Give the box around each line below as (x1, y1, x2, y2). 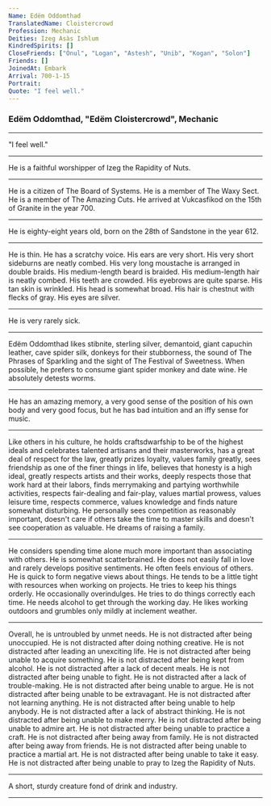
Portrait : (8, 79, 42, 87)
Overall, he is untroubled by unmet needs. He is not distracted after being (8, 629, 252, 639)
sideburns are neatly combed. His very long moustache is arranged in (8, 258, 240, 267)
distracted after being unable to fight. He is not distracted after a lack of (8, 672, 247, 682)
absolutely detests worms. (8, 373, 97, 383)
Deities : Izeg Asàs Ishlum (8, 34, 99, 43)
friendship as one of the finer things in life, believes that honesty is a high (8, 462, 252, 472)
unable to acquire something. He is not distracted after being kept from (8, 655, 244, 665)
